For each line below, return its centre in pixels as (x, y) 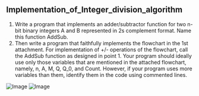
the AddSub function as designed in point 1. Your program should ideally (103, 55)
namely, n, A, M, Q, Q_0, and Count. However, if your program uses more (103, 69)
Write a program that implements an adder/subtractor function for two (100, 24)
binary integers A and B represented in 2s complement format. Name (107, 30)
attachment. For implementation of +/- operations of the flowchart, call (101, 49)
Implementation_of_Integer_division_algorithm (94, 10)
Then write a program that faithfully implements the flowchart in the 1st (101, 43)
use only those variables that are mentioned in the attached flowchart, (100, 62)
